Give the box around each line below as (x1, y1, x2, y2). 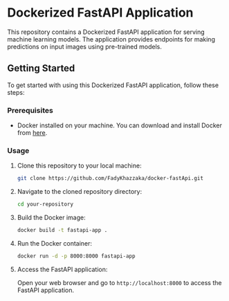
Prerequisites (7, 105, 53, 115)
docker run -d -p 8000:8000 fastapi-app (17, 253, 136, 259)
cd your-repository (17, 201, 74, 208)
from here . (17, 129, 48, 137)
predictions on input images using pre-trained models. (7, 42, 163, 51)
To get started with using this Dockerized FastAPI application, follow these (7, 81, 219, 89)
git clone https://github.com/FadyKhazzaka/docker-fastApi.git (17, 175, 204, 182)
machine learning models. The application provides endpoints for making (7, 35, 216, 43)
